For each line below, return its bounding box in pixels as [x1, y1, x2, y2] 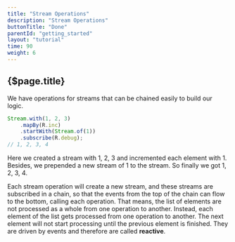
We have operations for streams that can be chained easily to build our [7, 94, 212, 102]
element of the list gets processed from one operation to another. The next [7, 212, 224, 221]
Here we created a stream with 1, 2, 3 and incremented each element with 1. [7, 154, 227, 162]
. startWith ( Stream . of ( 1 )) [20, 128, 96, 135]
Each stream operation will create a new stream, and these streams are [7, 182, 213, 191]
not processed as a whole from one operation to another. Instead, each [7, 205, 213, 213]
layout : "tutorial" [7, 36, 65, 43]
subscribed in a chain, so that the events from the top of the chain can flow [7, 190, 225, 199]
